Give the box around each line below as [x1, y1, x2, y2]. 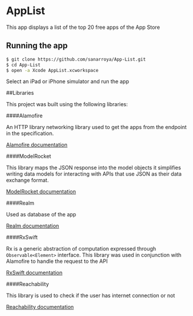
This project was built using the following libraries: [6, 101, 128, 108]
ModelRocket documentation [6, 188, 76, 195]
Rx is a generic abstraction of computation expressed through [6, 245, 157, 252]
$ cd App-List [6, 62, 41, 68]
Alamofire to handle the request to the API [6, 258, 108, 265]
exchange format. [6, 177, 49, 184]
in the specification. [6, 130, 54, 137]
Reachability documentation [6, 304, 74, 311]
